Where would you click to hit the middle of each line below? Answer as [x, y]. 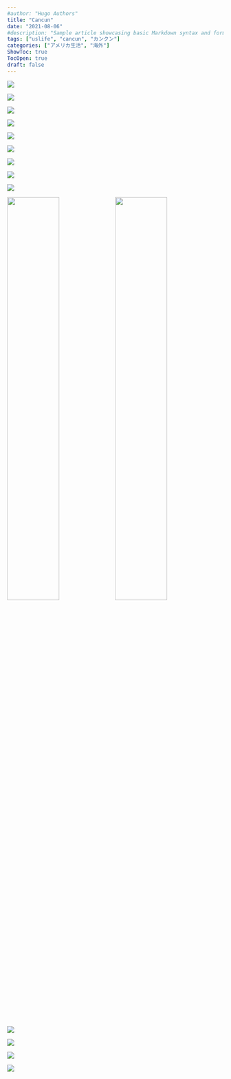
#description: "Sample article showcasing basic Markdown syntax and [109, 33]
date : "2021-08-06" [35, 26]
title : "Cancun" [30, 20]
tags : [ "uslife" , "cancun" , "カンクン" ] [64, 39]
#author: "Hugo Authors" [43, 13]
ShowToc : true [27, 52]
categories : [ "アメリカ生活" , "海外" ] [58, 45]
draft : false [26, 65]
